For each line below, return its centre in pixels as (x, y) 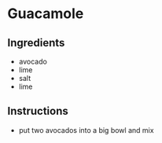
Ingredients (36, 43)
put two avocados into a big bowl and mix (86, 130)
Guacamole (46, 14)
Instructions (38, 111)
